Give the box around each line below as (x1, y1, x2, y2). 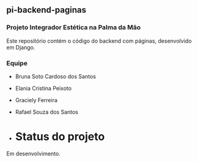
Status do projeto (15, 130, 105, 144)
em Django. (6, 43, 35, 51)
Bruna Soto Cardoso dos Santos (15, 73, 97, 80)
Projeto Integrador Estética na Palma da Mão (6, 23, 141, 32)
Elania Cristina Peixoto (15, 84, 72, 92)
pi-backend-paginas (6, 5, 87, 15)
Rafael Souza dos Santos (15, 108, 78, 116)
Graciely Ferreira (15, 96, 58, 103)
